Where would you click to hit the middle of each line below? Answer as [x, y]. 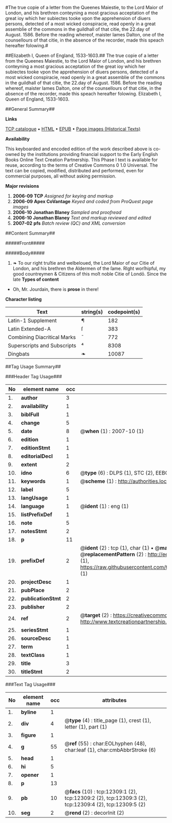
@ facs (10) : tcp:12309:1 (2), [101, 791]
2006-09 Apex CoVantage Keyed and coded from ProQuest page [83, 201]
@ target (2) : [96, 615]
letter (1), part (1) [86, 727]
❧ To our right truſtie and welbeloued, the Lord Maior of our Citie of [83, 263]
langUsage [35, 498]
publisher [33, 607]
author [29, 398]
